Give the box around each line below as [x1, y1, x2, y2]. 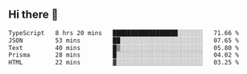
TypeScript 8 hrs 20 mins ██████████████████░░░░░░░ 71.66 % [8, 29, 240, 37]
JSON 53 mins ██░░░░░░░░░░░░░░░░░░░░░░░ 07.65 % [8, 37, 240, 45]
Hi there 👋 [8, 8, 59, 21]
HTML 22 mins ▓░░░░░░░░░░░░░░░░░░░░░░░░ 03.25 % [8, 59, 240, 67]
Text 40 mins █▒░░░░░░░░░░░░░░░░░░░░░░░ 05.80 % [8, 44, 240, 52]
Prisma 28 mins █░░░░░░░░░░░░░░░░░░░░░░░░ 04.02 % [8, 51, 240, 60]
